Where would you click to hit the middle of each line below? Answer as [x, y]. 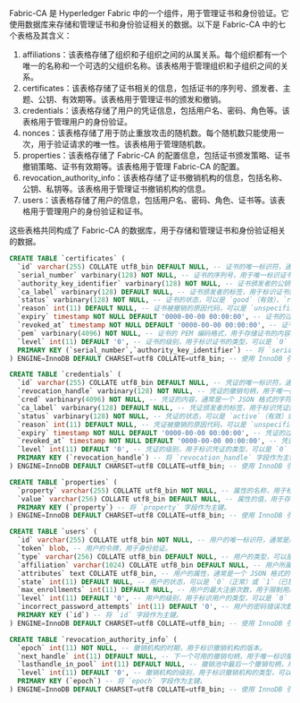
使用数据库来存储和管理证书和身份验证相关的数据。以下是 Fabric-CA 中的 [144, 24]
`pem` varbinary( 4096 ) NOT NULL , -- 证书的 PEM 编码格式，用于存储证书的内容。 [157, 333]
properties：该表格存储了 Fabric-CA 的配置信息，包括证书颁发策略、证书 [156, 155]
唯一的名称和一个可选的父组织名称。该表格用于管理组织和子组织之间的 [151, 66]
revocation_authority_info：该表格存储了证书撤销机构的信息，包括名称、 [154, 178]
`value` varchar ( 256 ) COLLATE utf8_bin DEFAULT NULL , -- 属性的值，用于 [150, 499]
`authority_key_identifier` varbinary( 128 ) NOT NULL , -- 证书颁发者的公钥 [154, 283]
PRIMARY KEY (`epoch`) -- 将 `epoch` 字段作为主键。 [112, 682]
